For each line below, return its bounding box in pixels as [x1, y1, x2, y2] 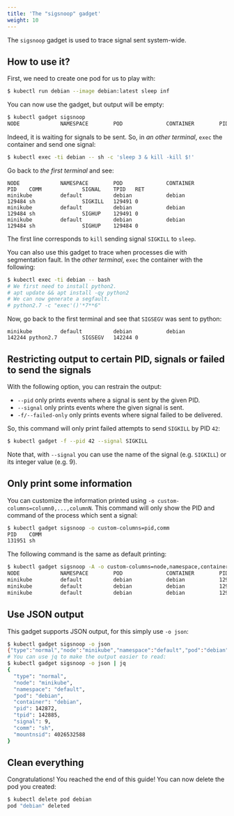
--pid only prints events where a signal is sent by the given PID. [17, 396, 201, 404]
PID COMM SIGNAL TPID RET [7, 186, 145, 193]
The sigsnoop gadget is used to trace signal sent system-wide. [7, 35, 187, 44]
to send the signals [7, 364, 92, 376]
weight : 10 [7, 17, 39, 24]
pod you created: [7, 783, 57, 791]
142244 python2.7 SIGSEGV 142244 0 [7, 335, 139, 342]
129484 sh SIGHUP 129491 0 [7, 210, 139, 217]
